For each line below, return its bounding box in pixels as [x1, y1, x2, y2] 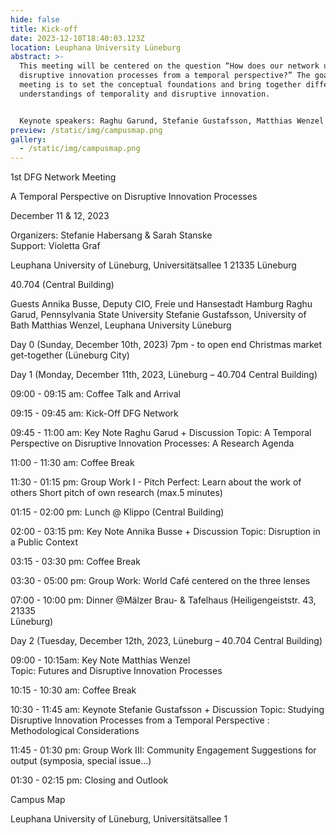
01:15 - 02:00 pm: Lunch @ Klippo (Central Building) [10, 506, 225, 518]
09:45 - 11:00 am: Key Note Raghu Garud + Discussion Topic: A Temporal [10, 427, 312, 439]
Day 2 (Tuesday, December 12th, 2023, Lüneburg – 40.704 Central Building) [10, 635, 323, 647]
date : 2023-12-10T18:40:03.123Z [10, 33, 145, 43]
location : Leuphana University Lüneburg [10, 42, 182, 53]
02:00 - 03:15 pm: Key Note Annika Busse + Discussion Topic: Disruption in [10, 526, 321, 538]
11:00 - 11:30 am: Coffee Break [10, 457, 135, 469]
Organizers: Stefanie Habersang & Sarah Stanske [10, 229, 213, 241]
